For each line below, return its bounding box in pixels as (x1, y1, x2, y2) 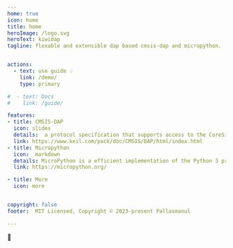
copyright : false (7, 201, 58, 208)
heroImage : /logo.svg (7, 29, 70, 37)
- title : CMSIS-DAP (7, 119, 64, 126)
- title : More (7, 176, 49, 183)
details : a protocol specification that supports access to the (13, 131, 207, 138)
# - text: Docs (7, 93, 54, 100)
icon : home (7, 17, 39, 24)
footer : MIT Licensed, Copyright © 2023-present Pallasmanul (7, 208, 191, 215)
